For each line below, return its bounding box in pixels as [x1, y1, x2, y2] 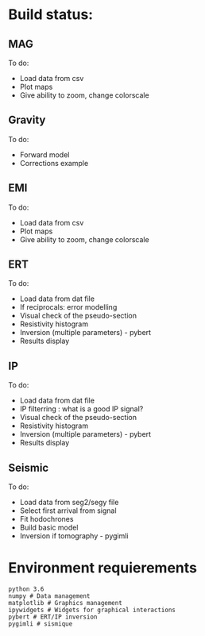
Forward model [19, 149, 70, 160]
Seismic [8, 461, 49, 474]
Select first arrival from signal [19, 506, 117, 515]
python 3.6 [8, 585, 44, 593]
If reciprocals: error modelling [19, 303, 118, 312]
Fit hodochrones [19, 515, 74, 524]
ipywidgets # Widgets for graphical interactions [8, 606, 176, 614]
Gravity [8, 114, 46, 127]
